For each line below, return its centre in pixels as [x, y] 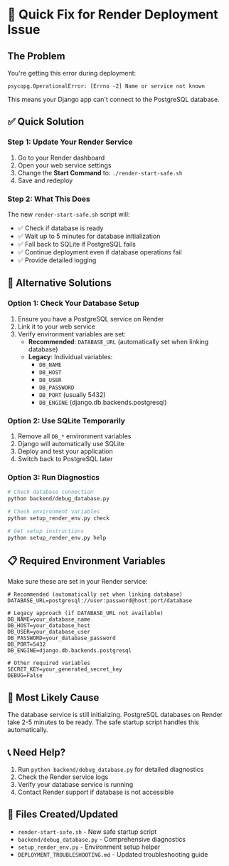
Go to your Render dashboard [61, 158]
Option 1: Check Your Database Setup [74, 304]
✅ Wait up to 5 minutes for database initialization [89, 236]
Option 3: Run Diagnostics [53, 477]
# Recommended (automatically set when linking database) [95, 594]
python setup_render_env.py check [59, 518]
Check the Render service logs [63, 777]
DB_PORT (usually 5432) [72, 394]
